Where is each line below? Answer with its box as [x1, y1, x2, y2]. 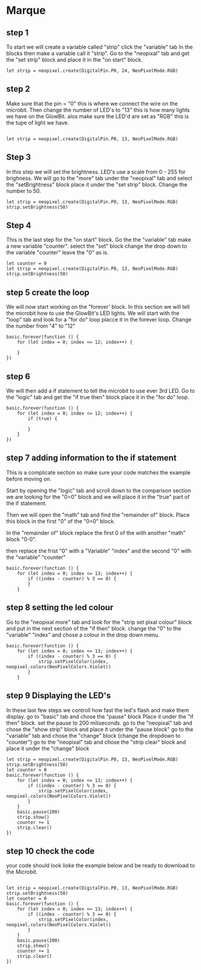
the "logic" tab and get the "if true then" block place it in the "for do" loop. [6, 394, 190, 401]
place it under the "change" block [6, 744, 90, 752]
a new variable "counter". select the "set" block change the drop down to [6, 242, 187, 250]
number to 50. [6, 187, 41, 194]
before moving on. [6, 475, 52, 482]
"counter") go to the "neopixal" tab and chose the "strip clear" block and [6, 738, 186, 746]
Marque [6, 4, 46, 17]
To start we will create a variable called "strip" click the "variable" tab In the [6, 43, 193, 50]
